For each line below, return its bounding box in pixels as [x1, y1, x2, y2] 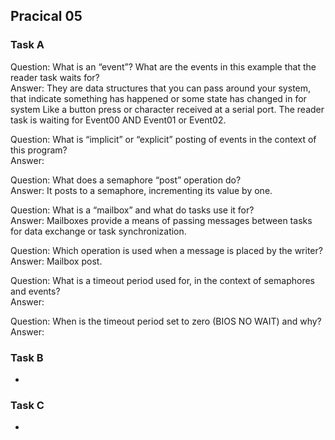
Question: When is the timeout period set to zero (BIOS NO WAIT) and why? [10, 315, 322, 327]
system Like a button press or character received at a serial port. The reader [10, 103, 325, 115]
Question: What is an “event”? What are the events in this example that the [10, 60, 317, 73]
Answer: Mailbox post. [10, 255, 103, 267]
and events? [10, 285, 61, 297]
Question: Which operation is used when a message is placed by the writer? [10, 244, 323, 256]
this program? [10, 144, 68, 156]
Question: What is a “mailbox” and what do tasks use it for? [10, 204, 255, 216]
